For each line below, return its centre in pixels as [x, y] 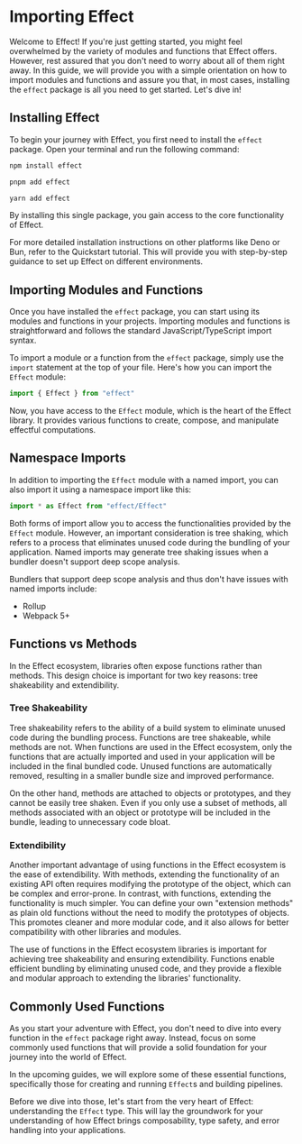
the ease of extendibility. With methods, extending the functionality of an [144, 874]
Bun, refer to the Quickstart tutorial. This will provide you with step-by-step [149, 252]
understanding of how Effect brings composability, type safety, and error [145, 1121]
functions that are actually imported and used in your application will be [142, 756]
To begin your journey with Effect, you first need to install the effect [136, 139]
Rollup [34, 606]
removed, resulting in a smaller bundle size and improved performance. [142, 775]
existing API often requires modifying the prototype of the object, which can [150, 884]
